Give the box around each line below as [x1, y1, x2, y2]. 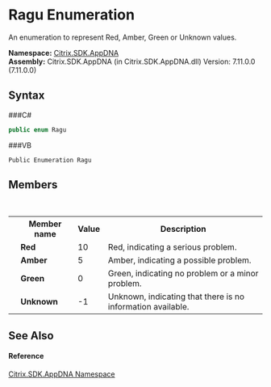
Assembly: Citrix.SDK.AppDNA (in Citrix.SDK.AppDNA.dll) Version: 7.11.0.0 [8, 57, 256, 66]
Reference [8, 351, 44, 361]
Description [160, 224, 206, 235]
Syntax [8, 89, 45, 103]
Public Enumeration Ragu [8, 156, 92, 164]
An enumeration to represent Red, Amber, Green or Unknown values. [8, 32, 237, 42]
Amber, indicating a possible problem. [107, 254, 252, 266]
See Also [8, 329, 54, 343]
